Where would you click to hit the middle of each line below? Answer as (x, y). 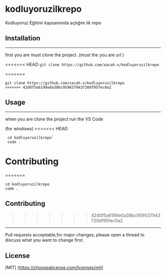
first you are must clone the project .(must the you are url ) (65, 55)
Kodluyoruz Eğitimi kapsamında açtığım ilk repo (53, 23)
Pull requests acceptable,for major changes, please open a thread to (75, 235)
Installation (23, 38)
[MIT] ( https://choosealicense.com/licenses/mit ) (54, 268)
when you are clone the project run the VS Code (54, 119)
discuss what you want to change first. (44, 240)
